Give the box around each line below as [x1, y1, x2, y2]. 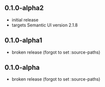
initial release [11, 17, 39, 22]
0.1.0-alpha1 [4, 36, 42, 44]
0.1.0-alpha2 [4, 4, 44, 12]
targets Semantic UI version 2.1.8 [11, 22, 78, 28]
